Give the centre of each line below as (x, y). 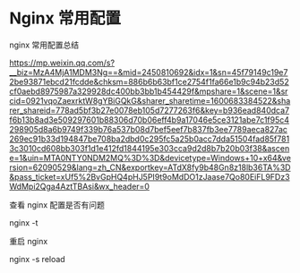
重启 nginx (29, 241)
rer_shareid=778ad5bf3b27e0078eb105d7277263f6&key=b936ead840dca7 (149, 110)
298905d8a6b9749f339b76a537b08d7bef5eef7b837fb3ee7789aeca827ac (149, 129)
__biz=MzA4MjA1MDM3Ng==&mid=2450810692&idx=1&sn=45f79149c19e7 (149, 72)
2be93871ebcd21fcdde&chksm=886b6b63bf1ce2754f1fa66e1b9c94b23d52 (149, 81)
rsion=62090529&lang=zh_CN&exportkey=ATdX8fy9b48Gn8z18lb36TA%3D (150, 167)
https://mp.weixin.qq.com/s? (62, 63)
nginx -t (24, 222)
